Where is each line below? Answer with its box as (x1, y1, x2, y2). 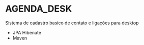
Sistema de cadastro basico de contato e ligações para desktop (5, 20, 139, 26)
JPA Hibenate (12, 29, 42, 35)
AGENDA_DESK (5, 3, 72, 15)
